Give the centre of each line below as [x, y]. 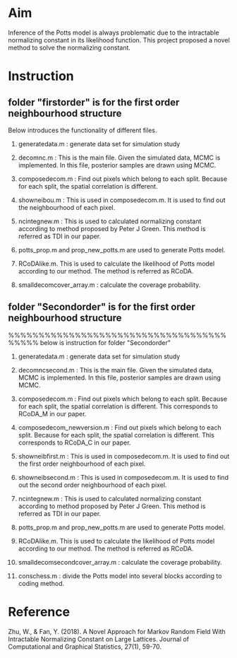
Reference [39, 612]
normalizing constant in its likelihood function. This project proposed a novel [119, 40]
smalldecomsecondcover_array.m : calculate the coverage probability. [120, 562]
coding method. [41, 583]
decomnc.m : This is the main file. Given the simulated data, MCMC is [119, 158]
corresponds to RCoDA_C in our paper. [74, 442]
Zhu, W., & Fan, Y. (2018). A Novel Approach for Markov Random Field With [117, 631]
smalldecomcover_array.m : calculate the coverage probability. [109, 285]
